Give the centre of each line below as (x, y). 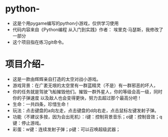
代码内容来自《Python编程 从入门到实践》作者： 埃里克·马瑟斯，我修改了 (88, 29)
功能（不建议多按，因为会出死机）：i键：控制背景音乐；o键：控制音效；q (87, 116)
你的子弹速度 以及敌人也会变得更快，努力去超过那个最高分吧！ (77, 98)
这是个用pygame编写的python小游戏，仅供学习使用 (66, 23)
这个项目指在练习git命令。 (39, 42)
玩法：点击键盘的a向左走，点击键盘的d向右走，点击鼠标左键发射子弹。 (86, 110)
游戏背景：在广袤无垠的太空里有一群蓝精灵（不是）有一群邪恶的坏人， (85, 85)
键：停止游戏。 (28, 123)
